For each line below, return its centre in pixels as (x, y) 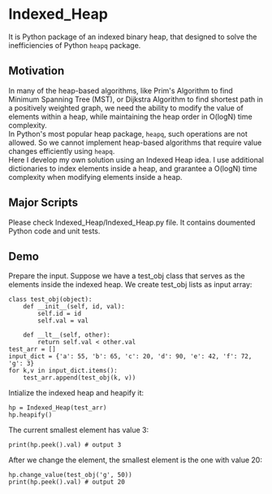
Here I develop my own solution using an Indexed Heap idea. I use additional (136, 160)
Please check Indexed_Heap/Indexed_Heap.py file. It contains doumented (132, 222)
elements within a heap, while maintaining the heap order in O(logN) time (131, 116)
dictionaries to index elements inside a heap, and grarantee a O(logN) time (133, 168)
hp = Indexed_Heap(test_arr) (58, 408)
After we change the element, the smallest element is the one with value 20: (135, 460)
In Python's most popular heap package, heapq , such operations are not (128, 133)
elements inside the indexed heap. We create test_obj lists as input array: (130, 285)
